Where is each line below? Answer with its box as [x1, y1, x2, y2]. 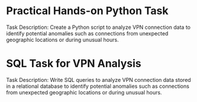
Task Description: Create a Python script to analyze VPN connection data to [6, 24, 191, 31]
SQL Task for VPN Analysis [6, 57, 142, 70]
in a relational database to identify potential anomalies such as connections [6, 83, 189, 90]
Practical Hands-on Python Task [6, 4, 169, 18]
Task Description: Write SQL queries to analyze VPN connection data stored [6, 76, 191, 83]
